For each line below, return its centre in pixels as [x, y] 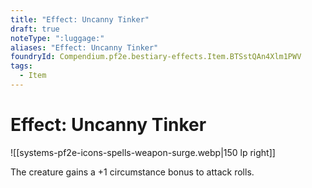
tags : [21, 66]
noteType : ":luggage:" [57, 38]
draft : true [35, 29]
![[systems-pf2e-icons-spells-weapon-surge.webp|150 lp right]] [143, 152]
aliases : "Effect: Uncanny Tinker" [84, 47]
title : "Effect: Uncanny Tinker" [80, 19]
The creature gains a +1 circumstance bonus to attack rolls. [132, 172]
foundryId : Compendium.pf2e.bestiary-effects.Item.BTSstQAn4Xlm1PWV [156, 57]
